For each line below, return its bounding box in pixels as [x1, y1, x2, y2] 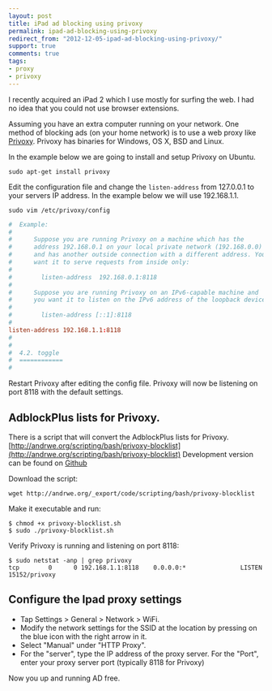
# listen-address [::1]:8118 [8, 311, 132, 319]
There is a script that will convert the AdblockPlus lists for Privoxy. [8, 432, 229, 442]
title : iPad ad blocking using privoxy [8, 19, 143, 28]
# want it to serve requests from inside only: [8, 258, 190, 266]
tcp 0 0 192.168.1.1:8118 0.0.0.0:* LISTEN [8, 564, 263, 572]
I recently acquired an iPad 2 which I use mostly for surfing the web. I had [8, 94, 255, 104]
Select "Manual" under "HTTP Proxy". [19, 640, 147, 650]
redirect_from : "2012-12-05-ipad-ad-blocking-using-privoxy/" [8, 34, 223, 43]
